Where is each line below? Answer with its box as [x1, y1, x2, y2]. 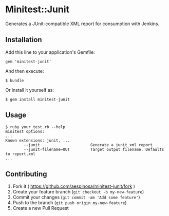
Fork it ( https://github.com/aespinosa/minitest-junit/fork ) [12, 183, 135, 189]
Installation [5, 35, 42, 44]
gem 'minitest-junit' [5, 59, 52, 64]
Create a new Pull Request [12, 205, 69, 211]
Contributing [5, 169, 47, 178]
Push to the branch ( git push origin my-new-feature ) [12, 200, 127, 206]
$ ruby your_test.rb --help [5, 124, 66, 129]
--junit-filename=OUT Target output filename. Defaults [24, 147, 164, 152]
